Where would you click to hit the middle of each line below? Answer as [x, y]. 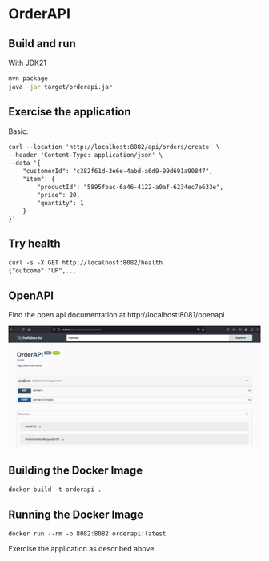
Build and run [42, 44]
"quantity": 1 [60, 203]
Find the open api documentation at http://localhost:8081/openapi [116, 315]
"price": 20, [59, 195]
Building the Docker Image [76, 470]
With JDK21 [27, 63]
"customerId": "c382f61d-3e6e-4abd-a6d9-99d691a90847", [118, 171]
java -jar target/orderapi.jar [60, 87]
